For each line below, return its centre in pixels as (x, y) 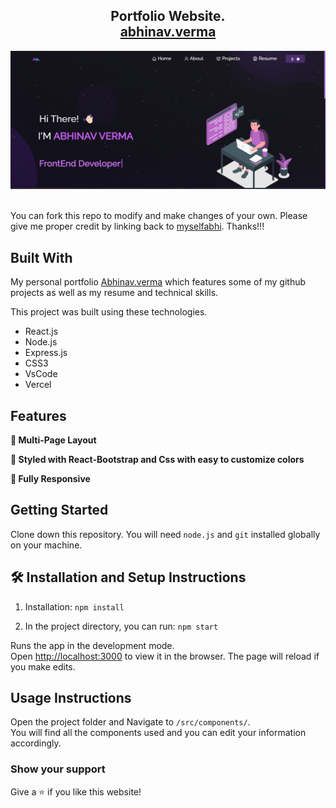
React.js (41, 331)
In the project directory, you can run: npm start (121, 626)
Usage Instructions (71, 697)
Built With (41, 257)
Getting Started (59, 510)
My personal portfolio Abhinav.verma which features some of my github (158, 282)
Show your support (58, 769)
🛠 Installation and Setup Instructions (128, 577)
